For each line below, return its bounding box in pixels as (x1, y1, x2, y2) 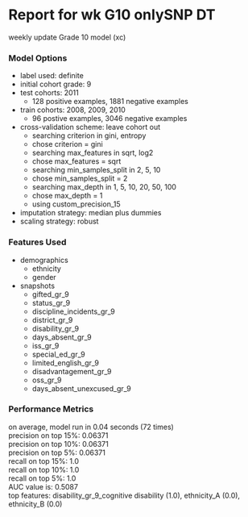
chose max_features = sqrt (31, 156, 122, 166)
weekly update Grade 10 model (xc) (8, 32, 126, 42)
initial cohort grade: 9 (19, 79, 92, 90)
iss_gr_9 (31, 340, 60, 350)
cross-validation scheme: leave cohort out (19, 123, 161, 132)
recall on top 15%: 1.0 (8, 456, 79, 465)
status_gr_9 (31, 298, 71, 307)
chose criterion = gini (31, 140, 103, 149)
